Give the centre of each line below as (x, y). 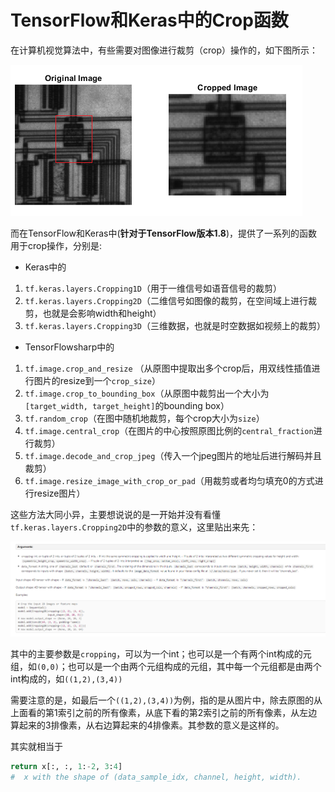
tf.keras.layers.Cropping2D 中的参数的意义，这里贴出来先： (134, 527)
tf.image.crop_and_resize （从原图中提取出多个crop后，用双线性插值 (168, 368)
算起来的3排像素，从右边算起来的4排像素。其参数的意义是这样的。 (147, 725)
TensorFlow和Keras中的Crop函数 (149, 20)
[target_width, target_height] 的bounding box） (127, 405)
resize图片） (59, 493)
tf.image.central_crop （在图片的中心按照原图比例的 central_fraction (169, 430)
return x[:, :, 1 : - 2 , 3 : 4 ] (66, 766)
